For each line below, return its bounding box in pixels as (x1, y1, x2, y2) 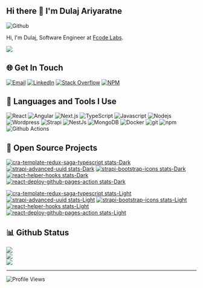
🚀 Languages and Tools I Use (6, 96, 117, 106)
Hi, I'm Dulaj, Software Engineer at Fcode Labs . (6, 34, 124, 41)
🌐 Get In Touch (6, 63, 63, 73)
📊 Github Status (6, 227, 69, 238)
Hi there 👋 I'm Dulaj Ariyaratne (6, 6, 123, 16)
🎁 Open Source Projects (6, 143, 98, 153)
